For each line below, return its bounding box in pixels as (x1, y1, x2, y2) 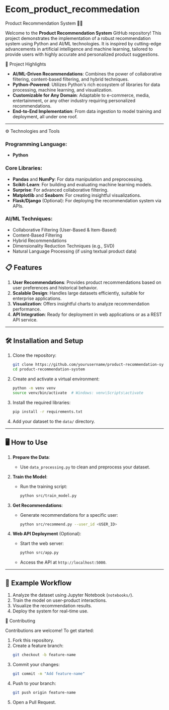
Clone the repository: (12, 352, 57, 358)
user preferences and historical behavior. (12, 284, 98, 290)
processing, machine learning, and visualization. (12, 87, 113, 93)
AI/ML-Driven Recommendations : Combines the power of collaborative (12, 70, 162, 76)
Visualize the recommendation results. (12, 603, 92, 609)
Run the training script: (20, 483, 67, 489)
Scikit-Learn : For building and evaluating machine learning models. (12, 181, 152, 187)
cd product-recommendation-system (12, 367, 85, 372)
